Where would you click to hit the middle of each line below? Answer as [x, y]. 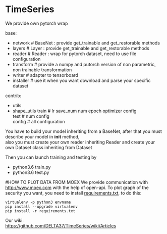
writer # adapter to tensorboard [45, 75]
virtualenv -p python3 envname [38, 202]
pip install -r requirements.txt [40, 211]
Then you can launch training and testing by [51, 157]
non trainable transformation [42, 70]
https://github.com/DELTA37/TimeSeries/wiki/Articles [61, 225]
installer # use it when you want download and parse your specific [81, 80]
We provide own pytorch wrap [37, 23]
